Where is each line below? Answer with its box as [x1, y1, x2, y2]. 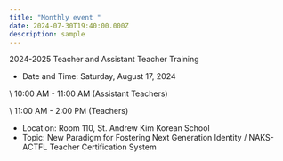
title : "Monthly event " [9, 12, 101, 22]
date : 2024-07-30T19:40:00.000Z [9, 21, 129, 30]
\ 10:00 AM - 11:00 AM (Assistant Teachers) [9, 88, 168, 99]
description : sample [9, 29, 86, 38]
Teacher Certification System [49, 141, 158, 152]
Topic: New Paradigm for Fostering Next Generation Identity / [21, 133, 247, 143]
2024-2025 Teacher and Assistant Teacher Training [9, 54, 199, 65]
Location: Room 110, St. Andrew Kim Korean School [21, 123, 211, 133]
